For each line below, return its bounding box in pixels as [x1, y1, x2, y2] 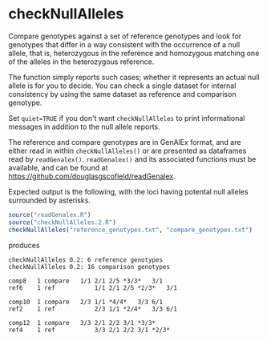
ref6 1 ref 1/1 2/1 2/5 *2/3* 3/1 [8, 283, 178, 292]
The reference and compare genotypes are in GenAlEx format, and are [8, 137, 241, 146]
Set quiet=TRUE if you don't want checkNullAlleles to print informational [8, 113, 245, 122]
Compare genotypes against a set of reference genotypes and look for [8, 31, 242, 41]
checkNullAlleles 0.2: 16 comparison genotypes [8, 263, 171, 271]
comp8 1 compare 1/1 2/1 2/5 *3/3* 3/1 [8, 277, 163, 285]
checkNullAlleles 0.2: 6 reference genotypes [8, 255, 163, 264]
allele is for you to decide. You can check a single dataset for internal [8, 81, 237, 90]
